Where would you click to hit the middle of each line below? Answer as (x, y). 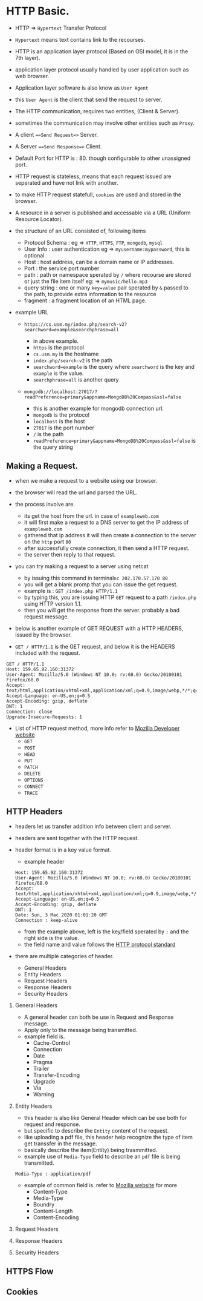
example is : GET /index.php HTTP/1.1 (71, 591)
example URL (31, 312)
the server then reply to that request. (70, 554)
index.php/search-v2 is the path (73, 360)
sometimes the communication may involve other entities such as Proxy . (105, 123)
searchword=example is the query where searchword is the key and (114, 366)
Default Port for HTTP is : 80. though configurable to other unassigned (103, 158)
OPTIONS (34, 780)
